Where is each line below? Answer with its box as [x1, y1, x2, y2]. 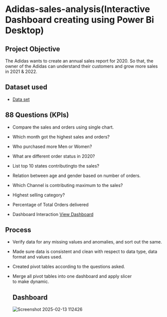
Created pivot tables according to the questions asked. [12, 263, 126, 269]
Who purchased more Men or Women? [12, 143, 92, 149]
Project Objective [5, 44, 60, 53]
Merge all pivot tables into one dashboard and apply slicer [12, 273, 132, 279]
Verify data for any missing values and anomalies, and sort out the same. [12, 239, 163, 245]
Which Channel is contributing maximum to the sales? [12, 182, 123, 188]
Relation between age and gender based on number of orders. [12, 172, 141, 178]
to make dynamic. [12, 278, 49, 284]
